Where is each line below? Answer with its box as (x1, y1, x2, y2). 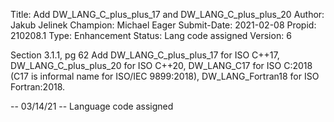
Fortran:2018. (10, 81, 66, 93)
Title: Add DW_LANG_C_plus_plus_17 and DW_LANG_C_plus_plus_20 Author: (10, 9, 325, 20)
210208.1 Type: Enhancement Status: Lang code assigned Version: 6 (10, 30, 292, 41)
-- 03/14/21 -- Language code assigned (10, 100, 174, 112)
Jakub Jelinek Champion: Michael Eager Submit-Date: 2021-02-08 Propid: (10, 19, 317, 31)
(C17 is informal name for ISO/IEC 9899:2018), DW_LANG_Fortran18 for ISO (10, 70, 320, 82)
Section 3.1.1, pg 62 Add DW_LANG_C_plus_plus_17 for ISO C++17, (10, 49, 280, 61)
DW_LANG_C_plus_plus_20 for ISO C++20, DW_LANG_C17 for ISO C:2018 (10, 60, 313, 71)
